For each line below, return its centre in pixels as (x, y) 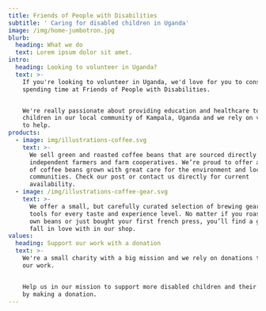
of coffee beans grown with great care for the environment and (137, 170)
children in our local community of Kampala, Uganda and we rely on (138, 118)
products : (25, 133)
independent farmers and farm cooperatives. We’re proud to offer (141, 162)
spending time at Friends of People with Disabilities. (117, 89)
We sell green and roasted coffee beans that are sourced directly (143, 155)
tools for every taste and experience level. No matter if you (136, 214)
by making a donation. (60, 294)
